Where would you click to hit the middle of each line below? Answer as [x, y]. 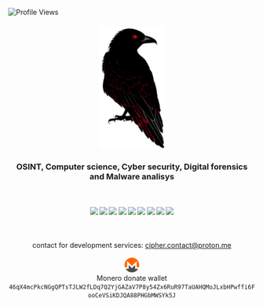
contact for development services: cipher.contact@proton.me [132, 245]
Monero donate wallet [132, 278]
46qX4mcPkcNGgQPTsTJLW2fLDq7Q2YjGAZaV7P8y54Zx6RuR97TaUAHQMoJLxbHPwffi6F [132, 287]
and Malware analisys [132, 176]
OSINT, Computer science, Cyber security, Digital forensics [132, 167]
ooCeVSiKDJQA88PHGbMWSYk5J [132, 296]
